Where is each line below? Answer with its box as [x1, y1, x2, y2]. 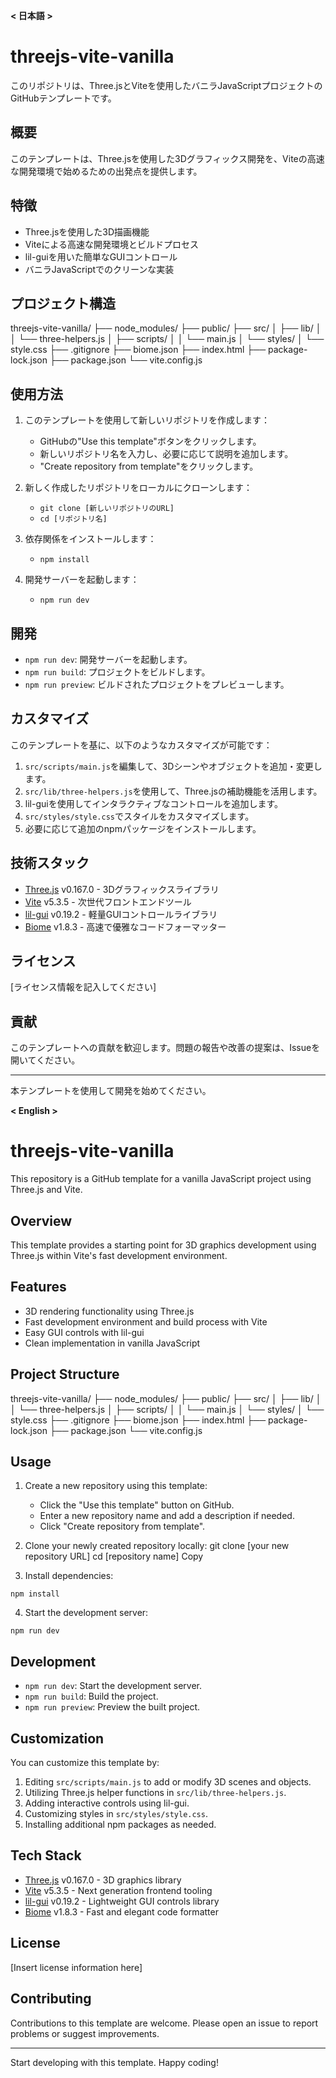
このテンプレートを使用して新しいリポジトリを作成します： [24, 414, 270, 426]
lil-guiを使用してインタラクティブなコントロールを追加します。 [24, 797, 284, 809]
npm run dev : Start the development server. [24, 1680, 202, 1692]
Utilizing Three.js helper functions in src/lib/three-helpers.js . [24, 1787, 287, 1799]
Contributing [10, 1990, 92, 2008]
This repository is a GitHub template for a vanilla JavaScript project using [10, 1173, 312, 1185]
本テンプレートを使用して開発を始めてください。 [10, 1085, 212, 1097]
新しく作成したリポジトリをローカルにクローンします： [24, 482, 253, 494]
